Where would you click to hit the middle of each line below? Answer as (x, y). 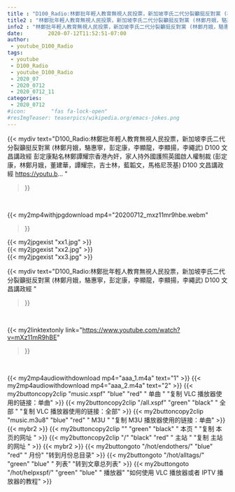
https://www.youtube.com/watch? (131, 330)
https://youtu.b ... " (41, 174)
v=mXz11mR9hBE (32, 337)
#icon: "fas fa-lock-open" (58, 111)
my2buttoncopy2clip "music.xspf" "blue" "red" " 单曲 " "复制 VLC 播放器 (112, 393)
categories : (24, 99)
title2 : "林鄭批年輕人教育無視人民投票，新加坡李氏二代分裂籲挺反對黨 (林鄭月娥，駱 (117, 20)
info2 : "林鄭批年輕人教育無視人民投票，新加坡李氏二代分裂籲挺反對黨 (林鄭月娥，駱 (115, 27)
